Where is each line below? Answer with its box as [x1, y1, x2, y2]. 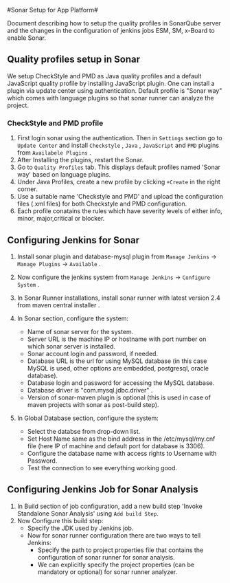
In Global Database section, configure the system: [16, 414, 159, 422]
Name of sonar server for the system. [27, 327, 134, 335]
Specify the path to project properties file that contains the [37, 546, 204, 554]
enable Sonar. [7, 34, 47, 42]
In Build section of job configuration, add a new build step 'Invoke [16, 502, 203, 510]
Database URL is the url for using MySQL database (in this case [27, 357, 207, 365]
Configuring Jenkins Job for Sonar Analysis [7, 484, 199, 496]
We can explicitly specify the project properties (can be [37, 560, 194, 569]
